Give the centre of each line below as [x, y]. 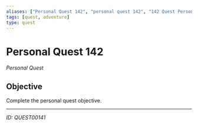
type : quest [21, 22]
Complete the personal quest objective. [54, 101]
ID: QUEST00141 [26, 118]
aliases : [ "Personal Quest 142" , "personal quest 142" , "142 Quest [91, 11]
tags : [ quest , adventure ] [38, 17]
